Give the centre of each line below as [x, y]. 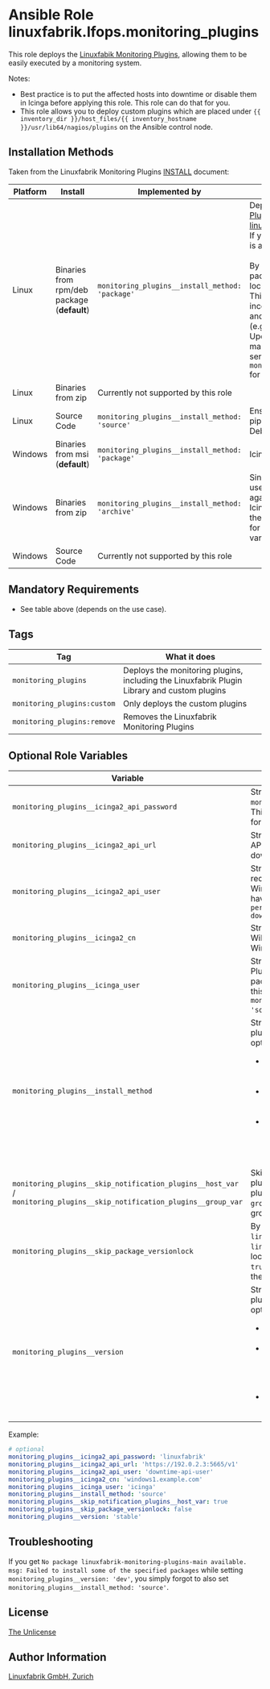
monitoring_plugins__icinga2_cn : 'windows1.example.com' [106, 1479]
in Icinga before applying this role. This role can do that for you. [125, 102]
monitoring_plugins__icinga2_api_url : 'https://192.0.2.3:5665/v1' [124, 1464]
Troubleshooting [51, 1542]
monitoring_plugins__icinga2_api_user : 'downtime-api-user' [111, 1472]
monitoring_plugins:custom [64, 704]
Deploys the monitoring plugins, [183, 671]
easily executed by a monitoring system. [75, 63]
